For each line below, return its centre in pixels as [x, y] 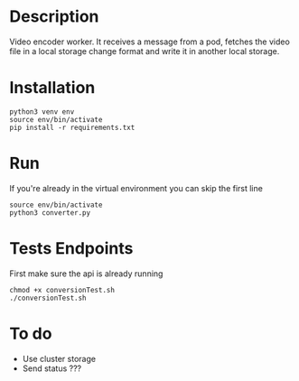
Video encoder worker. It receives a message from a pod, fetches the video [150, 42]
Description [54, 17]
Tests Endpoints [71, 248]
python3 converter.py [50, 213]
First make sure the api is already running [86, 274]
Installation [52, 88]
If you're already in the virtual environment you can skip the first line [136, 188]
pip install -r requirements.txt [72, 127]
